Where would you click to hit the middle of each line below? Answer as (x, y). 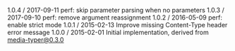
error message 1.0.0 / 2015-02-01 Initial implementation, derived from (108, 32)
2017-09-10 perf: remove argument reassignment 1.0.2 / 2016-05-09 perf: (115, 17)
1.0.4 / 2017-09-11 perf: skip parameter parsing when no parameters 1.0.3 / (116, 10)
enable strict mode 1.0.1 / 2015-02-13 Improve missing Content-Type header (117, 25)
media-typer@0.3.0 (36, 40)
